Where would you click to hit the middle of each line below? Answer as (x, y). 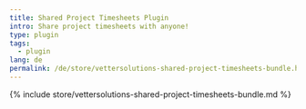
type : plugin (34, 35)
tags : (20, 43)
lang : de (26, 60)
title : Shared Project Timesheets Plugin (89, 18)
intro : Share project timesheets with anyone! (99, 26)
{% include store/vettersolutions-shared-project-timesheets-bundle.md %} (150, 94)
